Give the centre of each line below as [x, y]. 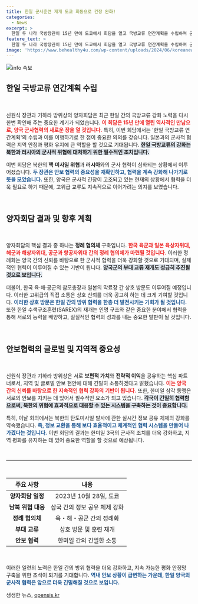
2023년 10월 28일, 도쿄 [87, 496]
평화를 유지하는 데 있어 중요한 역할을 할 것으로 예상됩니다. [78, 440]
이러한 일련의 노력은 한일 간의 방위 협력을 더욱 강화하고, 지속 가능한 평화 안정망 [96, 568]
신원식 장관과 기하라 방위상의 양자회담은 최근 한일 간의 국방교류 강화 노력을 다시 [97, 115]
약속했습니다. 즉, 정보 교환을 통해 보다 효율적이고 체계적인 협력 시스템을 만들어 [95, 425]
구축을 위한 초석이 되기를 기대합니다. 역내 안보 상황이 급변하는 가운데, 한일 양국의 [98, 575]
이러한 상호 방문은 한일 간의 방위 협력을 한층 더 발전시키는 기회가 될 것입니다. [100, 302]
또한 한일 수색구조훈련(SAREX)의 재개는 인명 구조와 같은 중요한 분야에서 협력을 [97, 310]
